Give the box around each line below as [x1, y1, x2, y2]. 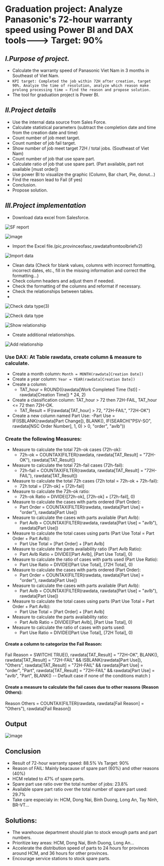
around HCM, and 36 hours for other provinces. [12, 850, 109, 856]
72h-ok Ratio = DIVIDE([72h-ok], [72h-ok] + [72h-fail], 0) [19, 494, 135, 500]
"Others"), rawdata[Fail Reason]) [5, 706, 71, 711]
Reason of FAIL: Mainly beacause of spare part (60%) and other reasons [12, 766, 160, 771]
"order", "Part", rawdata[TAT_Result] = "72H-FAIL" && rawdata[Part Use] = [5, 668, 155, 674]
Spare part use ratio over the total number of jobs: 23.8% [12, 781, 128, 787]
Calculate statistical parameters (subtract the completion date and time [12, 124, 156, 130]
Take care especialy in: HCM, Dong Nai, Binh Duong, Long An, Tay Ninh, [12, 797, 159, 803]
